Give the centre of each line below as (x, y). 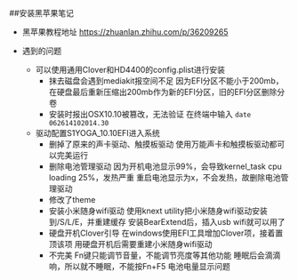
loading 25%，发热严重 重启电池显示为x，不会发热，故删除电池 (165, 177)
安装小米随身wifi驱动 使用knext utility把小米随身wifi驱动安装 (158, 211)
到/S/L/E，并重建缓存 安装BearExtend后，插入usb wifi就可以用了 (167, 222)
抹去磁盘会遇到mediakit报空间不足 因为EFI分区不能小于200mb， (166, 81)
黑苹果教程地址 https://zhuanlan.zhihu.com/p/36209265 (125, 32)
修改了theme (72, 200)
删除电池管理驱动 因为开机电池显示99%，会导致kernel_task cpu (165, 166)
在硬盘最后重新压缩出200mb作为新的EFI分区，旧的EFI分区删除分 (167, 92)
